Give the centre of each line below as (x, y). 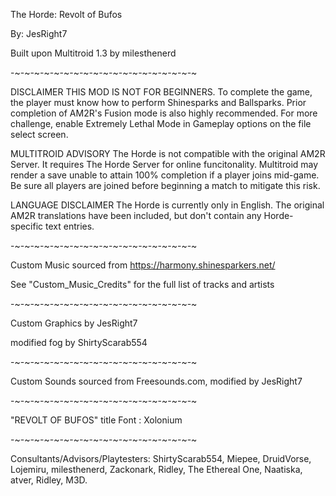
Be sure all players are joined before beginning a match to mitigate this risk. (165, 185)
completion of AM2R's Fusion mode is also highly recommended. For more (164, 113)
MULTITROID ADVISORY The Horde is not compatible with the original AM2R (168, 153)
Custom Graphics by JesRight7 (74, 323)
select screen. (39, 134)
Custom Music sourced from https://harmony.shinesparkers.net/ (143, 265)
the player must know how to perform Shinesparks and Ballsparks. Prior (158, 102)
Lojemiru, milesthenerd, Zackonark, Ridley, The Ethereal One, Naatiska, (156, 469)
